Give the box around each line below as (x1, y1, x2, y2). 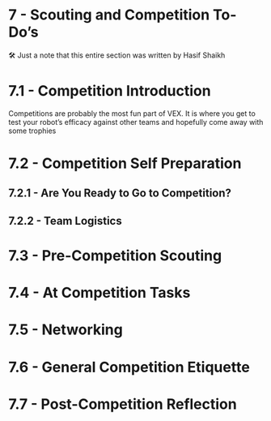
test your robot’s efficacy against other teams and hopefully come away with (8, 117, 264, 127)
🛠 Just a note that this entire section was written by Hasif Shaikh (8, 50, 226, 60)
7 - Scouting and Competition (8, 6, 210, 24)
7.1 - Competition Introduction (8, 82, 212, 101)
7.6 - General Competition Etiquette (8, 358, 251, 376)
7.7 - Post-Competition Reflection (8, 395, 237, 413)
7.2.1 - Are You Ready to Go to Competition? (8, 187, 232, 200)
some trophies (8, 126, 57, 135)
